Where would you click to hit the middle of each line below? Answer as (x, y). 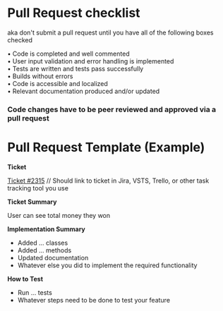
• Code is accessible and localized (58, 83)
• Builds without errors (40, 76)
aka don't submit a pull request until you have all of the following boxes (110, 32)
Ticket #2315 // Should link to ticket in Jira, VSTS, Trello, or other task (108, 181)
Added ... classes (43, 243)
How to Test (25, 279)
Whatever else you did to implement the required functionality (107, 265)
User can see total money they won (59, 215)
